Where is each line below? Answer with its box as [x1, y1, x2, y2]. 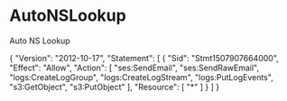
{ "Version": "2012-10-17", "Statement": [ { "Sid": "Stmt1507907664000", [9, 52, 280, 63]
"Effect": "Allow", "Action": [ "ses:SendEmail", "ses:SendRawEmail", [9, 62, 260, 73]
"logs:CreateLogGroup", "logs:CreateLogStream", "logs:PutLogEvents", [9, 71, 273, 82]
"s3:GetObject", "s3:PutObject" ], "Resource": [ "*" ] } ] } [9, 81, 219, 92]
